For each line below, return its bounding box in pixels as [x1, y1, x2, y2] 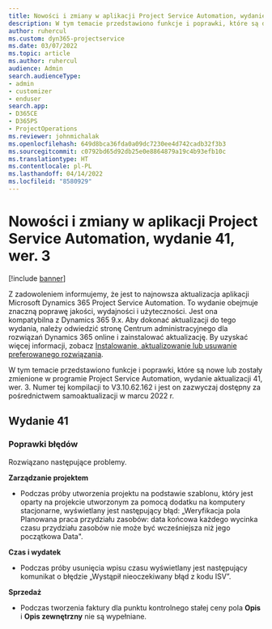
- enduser [8, 95, 42, 103]
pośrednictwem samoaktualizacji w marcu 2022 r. [8, 390, 175, 401]
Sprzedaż [8, 587, 42, 597]
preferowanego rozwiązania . [8, 349, 104, 359]
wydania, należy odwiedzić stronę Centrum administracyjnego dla [8, 323, 228, 333]
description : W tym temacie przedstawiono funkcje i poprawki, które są [8, 19, 259, 28]
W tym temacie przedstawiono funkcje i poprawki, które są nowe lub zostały [8, 365, 263, 375]
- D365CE [8, 110, 38, 118]
